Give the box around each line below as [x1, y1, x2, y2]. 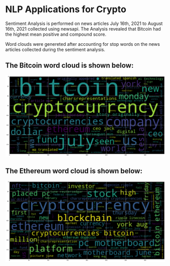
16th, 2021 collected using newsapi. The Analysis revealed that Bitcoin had [5, 25, 161, 32]
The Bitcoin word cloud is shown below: [5, 61, 134, 70]
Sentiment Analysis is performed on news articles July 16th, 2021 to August [5, 20, 163, 26]
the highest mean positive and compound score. [5, 31, 107, 37]
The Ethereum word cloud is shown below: [5, 167, 143, 175]
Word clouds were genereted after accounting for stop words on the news [5, 41, 160, 47]
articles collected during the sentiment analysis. [5, 46, 106, 52]
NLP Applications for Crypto [5, 4, 127, 15]
